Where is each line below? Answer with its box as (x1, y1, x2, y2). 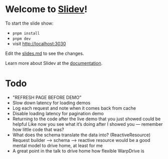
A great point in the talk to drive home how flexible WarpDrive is (12, 147, 144, 154)
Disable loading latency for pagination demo (12, 110, 104, 116)
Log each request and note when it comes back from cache (12, 105, 136, 111)
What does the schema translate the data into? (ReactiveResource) (12, 132, 151, 138)
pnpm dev (12, 36, 31, 41)
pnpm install (12, 31, 40, 36)
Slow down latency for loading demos (12, 100, 91, 106)
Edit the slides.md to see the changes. (5, 50, 84, 56)
